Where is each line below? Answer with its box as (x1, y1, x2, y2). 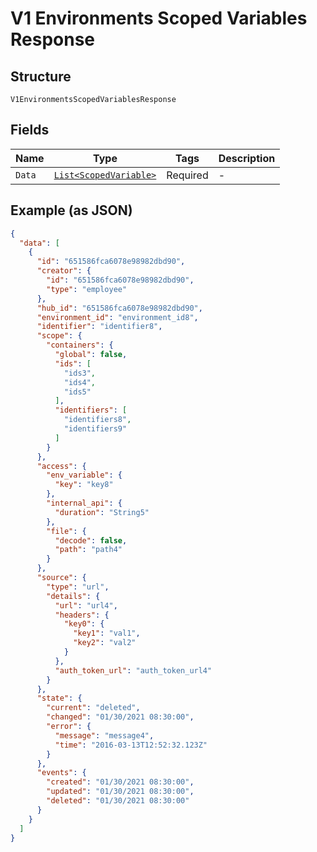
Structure (10, 68, 72, 85)
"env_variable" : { (46, 470, 123, 481)
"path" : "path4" (54, 545, 123, 555)
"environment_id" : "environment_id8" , (36, 312, 199, 322)
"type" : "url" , (46, 582, 110, 592)
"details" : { (46, 591, 101, 601)
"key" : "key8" (54, 480, 114, 490)
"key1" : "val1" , (73, 628, 141, 639)
